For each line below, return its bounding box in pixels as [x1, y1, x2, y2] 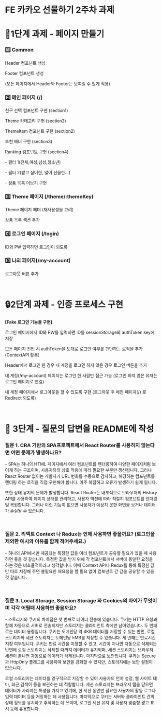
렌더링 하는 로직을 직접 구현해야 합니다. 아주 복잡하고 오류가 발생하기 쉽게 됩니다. [5, 480, 157, 485]
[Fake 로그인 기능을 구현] [5, 319, 52, 325]
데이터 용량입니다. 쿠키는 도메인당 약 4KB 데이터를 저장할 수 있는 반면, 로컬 [14, 628, 155, 634]
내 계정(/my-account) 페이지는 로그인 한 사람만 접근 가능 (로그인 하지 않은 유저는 [5, 373, 158, 378]
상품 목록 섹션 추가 [5, 217, 40, 223]
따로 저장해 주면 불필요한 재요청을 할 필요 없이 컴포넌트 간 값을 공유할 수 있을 [10, 568, 155, 574]
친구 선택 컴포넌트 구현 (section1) [5, 107, 69, 113]
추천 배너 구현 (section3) [5, 138, 53, 144]
